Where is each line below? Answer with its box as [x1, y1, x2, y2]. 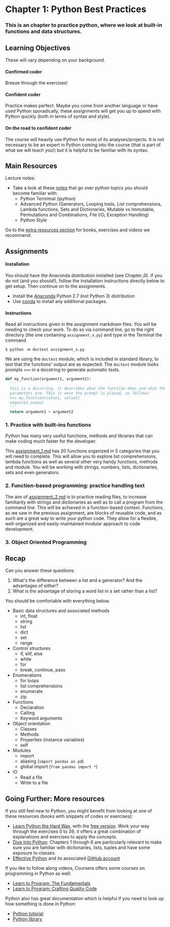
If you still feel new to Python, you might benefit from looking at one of [5, 808, 152, 814]
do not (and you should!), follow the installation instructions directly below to [5, 277, 165, 284]
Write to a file [20, 780, 48, 786]
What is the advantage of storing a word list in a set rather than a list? [12, 588, 157, 594]
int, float [20, 613, 38, 619]
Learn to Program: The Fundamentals [12, 880, 91, 887]
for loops [20, 678, 39, 684]
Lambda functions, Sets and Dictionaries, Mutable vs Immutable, [20, 206, 155, 213]
